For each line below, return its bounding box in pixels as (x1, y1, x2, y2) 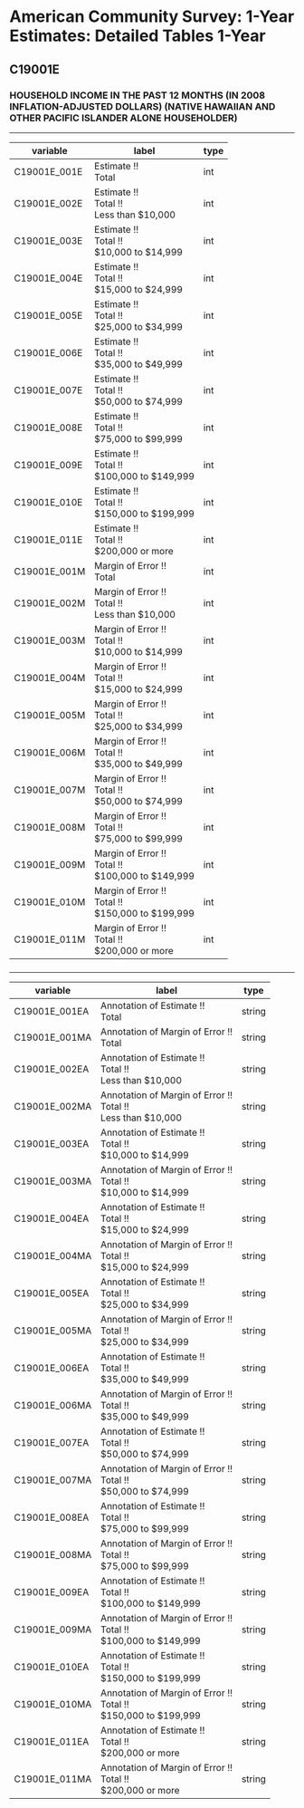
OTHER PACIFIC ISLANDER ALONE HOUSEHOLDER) (9, 111, 238, 124)
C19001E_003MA (14, 1175, 92, 1188)
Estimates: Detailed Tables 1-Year (9, 25, 266, 46)
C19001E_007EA (14, 1436, 90, 1448)
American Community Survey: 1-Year (9, 6, 295, 27)
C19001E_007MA (14, 1474, 92, 1486)
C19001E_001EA (14, 1005, 90, 1017)
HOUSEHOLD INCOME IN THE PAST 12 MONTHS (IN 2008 (9, 89, 265, 101)
